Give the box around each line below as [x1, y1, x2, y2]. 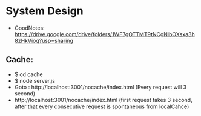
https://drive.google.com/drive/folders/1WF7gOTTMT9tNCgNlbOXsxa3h [14, 30, 195, 37]
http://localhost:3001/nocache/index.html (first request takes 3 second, [14, 96, 193, 103]
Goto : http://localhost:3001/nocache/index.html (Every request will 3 [14, 83, 187, 91]
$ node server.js [14, 77, 56, 84]
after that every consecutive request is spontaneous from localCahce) [14, 103, 189, 110]
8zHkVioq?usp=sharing [14, 37, 74, 44]
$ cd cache [14, 71, 43, 78]
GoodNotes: [14, 24, 45, 31]
